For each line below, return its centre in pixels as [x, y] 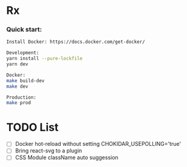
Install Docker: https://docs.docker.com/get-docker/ [76, 42]
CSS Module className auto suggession [66, 157]
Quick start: [24, 30]
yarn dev [17, 64]
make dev [17, 86]
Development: [23, 53]
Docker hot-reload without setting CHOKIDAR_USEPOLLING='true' [98, 144]
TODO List [32, 127]
